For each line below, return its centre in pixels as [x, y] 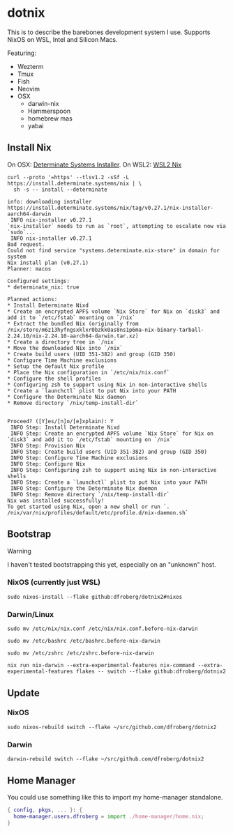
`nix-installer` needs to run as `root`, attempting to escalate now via [117, 226]
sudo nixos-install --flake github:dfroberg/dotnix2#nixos [95, 597]
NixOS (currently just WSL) [54, 582]
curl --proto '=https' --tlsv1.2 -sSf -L [68, 177]
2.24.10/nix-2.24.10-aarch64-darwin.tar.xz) [73, 336]
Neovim [29, 89]
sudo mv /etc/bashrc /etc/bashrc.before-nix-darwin [84, 641]
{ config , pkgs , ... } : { [45, 810]
